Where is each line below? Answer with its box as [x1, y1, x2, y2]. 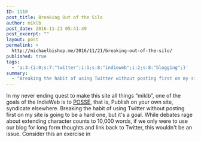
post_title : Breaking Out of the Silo [6, 14, 103, 20]
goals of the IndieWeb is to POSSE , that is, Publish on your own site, [6, 98, 173, 105]
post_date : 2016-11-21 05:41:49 [6, 25, 87, 32]
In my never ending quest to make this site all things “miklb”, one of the [6, 92, 181, 99]
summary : [6, 70, 28, 76]
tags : [6, 59, 20, 65]
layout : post [6, 37, 39, 43]
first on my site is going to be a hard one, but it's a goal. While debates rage [6, 111, 193, 119]
